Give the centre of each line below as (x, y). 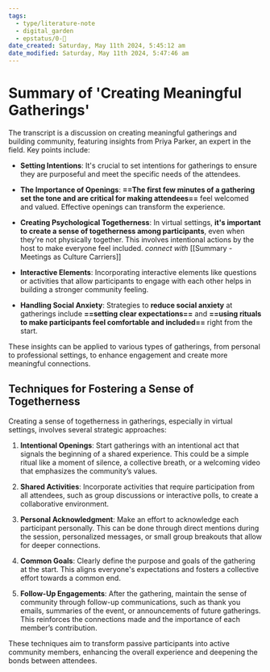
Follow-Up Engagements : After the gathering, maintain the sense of (133, 593)
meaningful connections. (50, 363)
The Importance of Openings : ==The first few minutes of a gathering (137, 190)
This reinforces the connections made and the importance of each (130, 619)
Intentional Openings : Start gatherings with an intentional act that (129, 445)
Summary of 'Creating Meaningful (125, 93)
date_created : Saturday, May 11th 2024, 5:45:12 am (97, 46)
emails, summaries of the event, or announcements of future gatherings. (140, 611)
